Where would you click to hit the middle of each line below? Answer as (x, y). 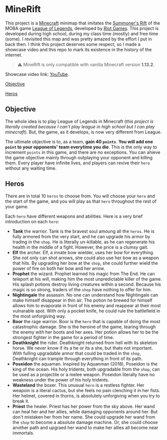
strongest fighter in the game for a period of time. (63, 337)
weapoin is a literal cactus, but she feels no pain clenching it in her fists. (86, 390)
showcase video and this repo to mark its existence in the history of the (79, 49)
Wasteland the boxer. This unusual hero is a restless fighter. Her (78, 385)
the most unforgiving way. (39, 316)
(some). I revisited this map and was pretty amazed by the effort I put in (79, 39)
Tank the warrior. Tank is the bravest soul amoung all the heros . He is (83, 231)
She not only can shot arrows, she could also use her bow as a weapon (85, 258)
